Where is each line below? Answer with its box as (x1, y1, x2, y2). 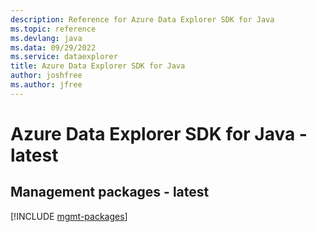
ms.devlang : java (10, 33, 83, 43)
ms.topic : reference (10, 24, 97, 34)
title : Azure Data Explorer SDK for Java (10, 61, 186, 71)
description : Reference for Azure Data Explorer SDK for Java (10, 14, 275, 25)
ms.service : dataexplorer (10, 52, 118, 62)
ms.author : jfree (10, 80, 83, 90)
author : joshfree (10, 71, 83, 81)
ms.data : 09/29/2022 (10, 42, 97, 53)
